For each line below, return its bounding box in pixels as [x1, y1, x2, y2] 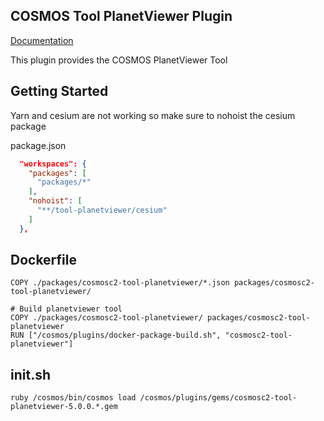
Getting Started [10, 83, 109, 100]
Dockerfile [10, 252, 78, 269]
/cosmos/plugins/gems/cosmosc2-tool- [139, 393, 298, 403]
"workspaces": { [19, 159, 87, 169]
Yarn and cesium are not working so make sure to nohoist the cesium [10, 109, 296, 121]
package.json [10, 139, 67, 151]
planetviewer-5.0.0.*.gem [10, 402, 118, 412]
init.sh [10, 366, 51, 383]
